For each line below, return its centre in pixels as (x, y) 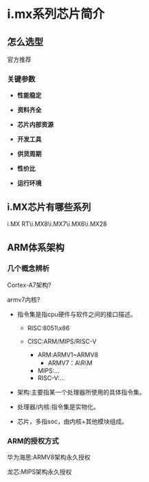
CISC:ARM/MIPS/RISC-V (62, 341)
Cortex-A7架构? (29, 285)
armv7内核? (24, 300)
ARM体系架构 (36, 248)
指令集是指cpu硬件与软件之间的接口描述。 (77, 314)
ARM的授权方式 (33, 441)
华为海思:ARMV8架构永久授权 (49, 457)
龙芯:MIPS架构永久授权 (39, 472)
